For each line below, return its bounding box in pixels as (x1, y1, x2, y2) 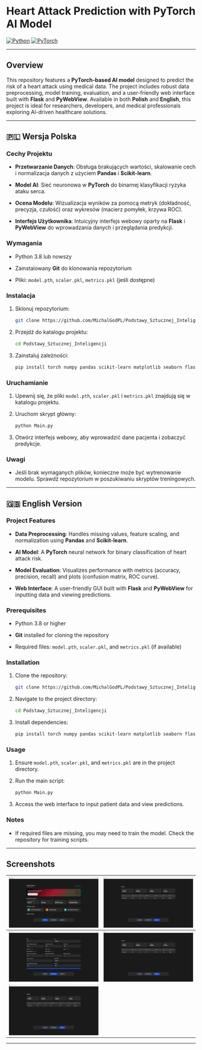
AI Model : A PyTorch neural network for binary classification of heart (14, 548, 187, 555)
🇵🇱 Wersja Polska (6, 132, 77, 142)
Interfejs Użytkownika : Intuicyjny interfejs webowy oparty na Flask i (14, 217, 185, 225)
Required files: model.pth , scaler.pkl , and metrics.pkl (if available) (14, 643, 182, 650)
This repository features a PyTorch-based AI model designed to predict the (6, 76, 194, 83)
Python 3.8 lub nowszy (14, 252, 72, 260)
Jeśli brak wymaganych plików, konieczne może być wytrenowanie (14, 469, 182, 476)
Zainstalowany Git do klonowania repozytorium (14, 264, 132, 272)
